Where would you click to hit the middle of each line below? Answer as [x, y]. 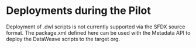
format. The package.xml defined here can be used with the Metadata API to [98, 32]
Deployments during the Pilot [78, 11]
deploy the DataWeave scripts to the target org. [63, 39]
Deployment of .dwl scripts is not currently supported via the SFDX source [96, 27]
